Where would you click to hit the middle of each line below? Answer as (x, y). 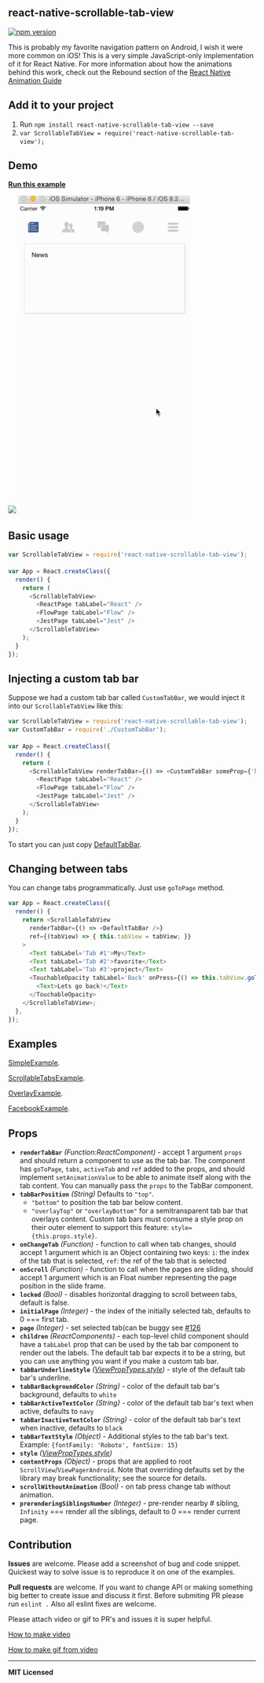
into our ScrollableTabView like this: (66, 706)
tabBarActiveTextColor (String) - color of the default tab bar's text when (136, 1403)
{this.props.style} (63, 1237)
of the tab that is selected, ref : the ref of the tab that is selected (123, 1261)
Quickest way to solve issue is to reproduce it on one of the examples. (122, 1571)
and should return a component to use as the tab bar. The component (132, 1161)
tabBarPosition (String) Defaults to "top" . (87, 1194)
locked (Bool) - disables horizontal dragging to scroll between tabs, (128, 1294)
